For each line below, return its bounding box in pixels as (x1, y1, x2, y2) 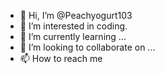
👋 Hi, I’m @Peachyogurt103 (19, 10, 133, 21)
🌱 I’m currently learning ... (19, 31, 127, 42)
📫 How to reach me (19, 53, 103, 64)
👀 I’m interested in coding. (19, 20, 128, 32)
